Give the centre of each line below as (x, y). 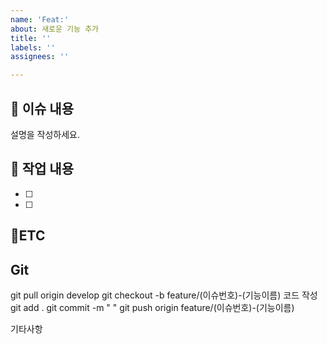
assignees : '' (40, 57)
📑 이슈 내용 (42, 108)
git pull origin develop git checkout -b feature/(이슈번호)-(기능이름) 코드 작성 (164, 295)
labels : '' (33, 47)
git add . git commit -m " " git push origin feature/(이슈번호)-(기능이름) (152, 307)
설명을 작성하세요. (45, 134)
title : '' (31, 38)
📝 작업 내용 (42, 169)
